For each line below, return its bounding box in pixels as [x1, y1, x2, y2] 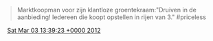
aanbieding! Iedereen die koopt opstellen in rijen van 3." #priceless [16, 13, 206, 21]
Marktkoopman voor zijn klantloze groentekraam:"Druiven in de [16, 6, 197, 14]
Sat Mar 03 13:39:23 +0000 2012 [6, 27, 101, 34]
